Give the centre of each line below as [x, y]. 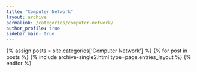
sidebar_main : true [31, 34]
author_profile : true [33, 28]
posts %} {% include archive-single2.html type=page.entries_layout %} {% [99, 57]
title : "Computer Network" [40, 12]
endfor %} [19, 64]
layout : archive [26, 17]
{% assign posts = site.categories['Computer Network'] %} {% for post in [97, 51]
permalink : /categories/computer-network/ [60, 23]
